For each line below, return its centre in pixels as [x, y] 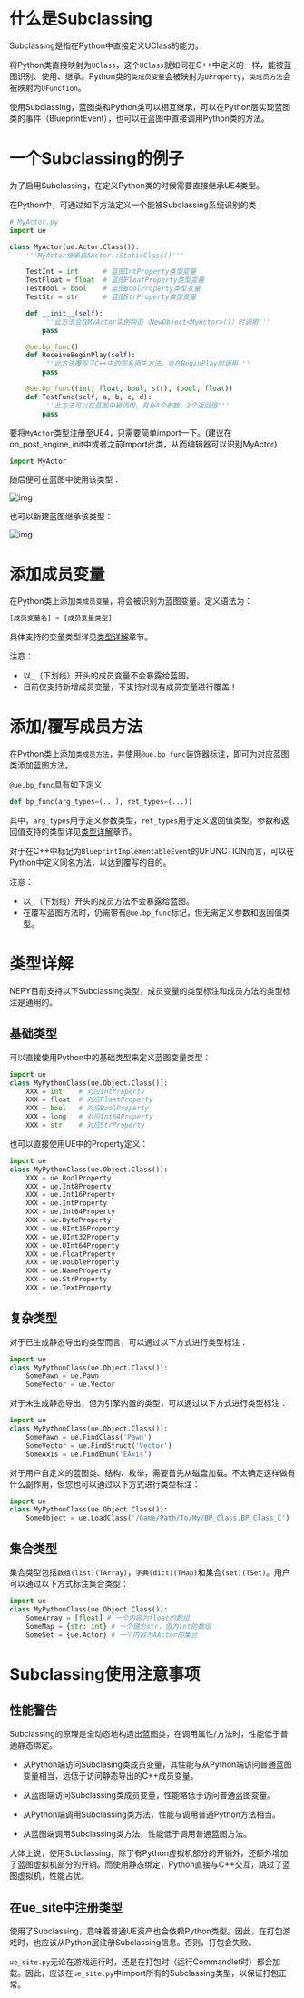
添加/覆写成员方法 [76, 727]
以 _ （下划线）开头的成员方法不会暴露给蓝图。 [108, 901]
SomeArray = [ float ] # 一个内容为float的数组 [108, 1618]
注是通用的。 [33, 1002]
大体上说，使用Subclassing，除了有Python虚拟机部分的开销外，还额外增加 [149, 1853]
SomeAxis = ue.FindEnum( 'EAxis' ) [89, 1454]
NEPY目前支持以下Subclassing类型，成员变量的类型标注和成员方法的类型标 [150, 990]
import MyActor [38, 461]
